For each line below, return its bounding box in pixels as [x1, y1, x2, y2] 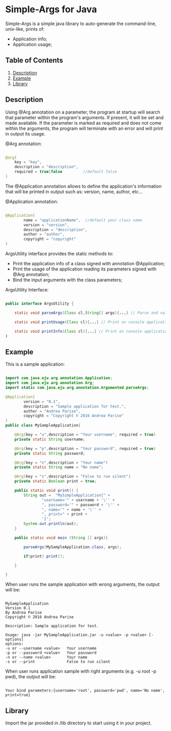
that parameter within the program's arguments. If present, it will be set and [5, 114, 164, 121]
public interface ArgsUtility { [5, 301, 74, 306]
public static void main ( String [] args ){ [14, 535, 108, 540]
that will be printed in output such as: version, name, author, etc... [5, 188, 142, 195]
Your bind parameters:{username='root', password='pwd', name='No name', [5, 688, 165, 693]
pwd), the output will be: [5, 674, 56, 680]
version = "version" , [23, 222, 70, 227]
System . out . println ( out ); [23, 521, 79, 527]
